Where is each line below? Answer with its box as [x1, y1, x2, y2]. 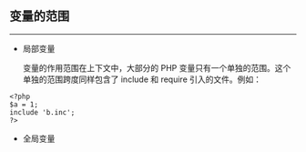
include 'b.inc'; [9, 107, 76, 117]
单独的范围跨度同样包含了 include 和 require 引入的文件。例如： [22, 74, 262, 85]
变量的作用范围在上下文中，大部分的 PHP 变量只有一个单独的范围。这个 [22, 62, 291, 73]
